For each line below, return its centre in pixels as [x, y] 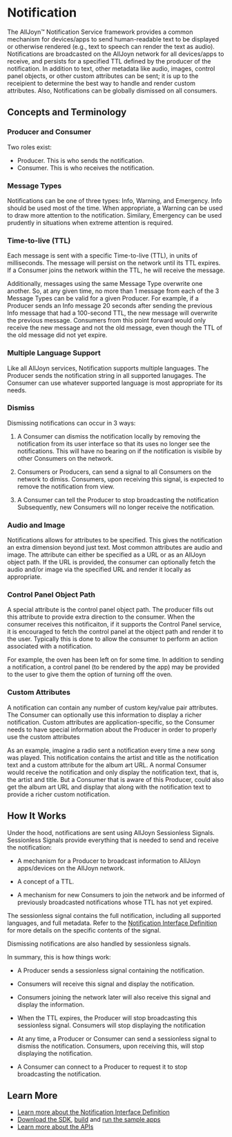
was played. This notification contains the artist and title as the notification [113, 757]
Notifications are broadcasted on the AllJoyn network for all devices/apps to [116, 54]
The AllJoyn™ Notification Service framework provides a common [100, 32]
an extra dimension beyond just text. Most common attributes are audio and [115, 548]
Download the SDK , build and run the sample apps [89, 1120]
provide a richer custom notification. [59, 794]
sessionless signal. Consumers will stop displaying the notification [111, 1025]
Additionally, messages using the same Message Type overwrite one [105, 284]
